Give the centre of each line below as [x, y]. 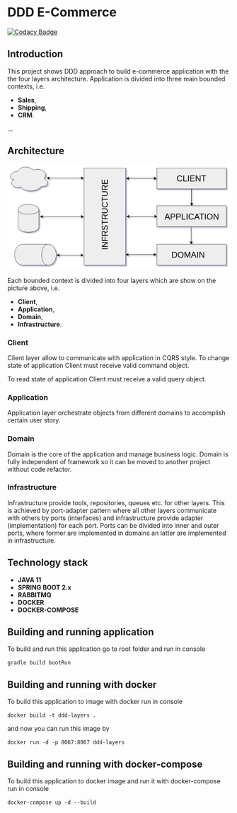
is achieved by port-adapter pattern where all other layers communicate [112, 510]
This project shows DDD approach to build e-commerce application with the [118, 71]
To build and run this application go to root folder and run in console [106, 649]
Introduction [35, 54]
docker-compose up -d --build [52, 803]
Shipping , [32, 108]
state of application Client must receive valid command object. [98, 365]
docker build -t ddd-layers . [52, 715]
